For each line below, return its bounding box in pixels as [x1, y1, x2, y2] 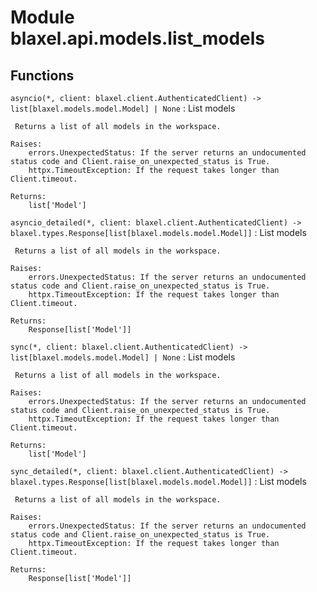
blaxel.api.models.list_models [10, 27, 266, 50]
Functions [10, 67, 75, 84]
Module [10, 6, 75, 29]
